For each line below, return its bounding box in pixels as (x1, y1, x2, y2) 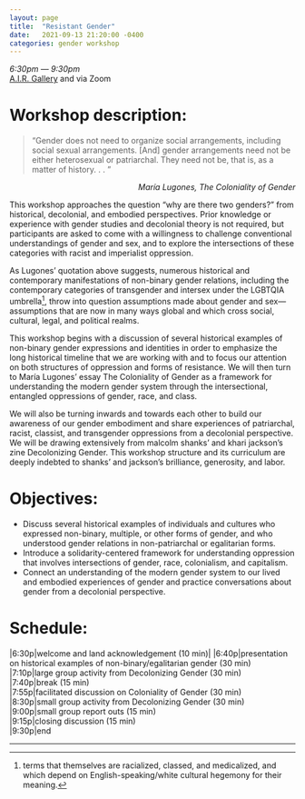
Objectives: (9, 488, 98, 509)
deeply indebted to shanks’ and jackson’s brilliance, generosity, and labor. (9, 456, 286, 467)
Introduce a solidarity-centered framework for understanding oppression (22, 547, 295, 558)
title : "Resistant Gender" (9, 22, 116, 31)
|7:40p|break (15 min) (9, 676, 90, 687)
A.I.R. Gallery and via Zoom (9, 74, 112, 85)
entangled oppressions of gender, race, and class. (9, 390, 198, 401)
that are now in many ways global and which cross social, (58, 305, 275, 316)
